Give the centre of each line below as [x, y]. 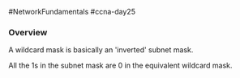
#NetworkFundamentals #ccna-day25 [72, 12]
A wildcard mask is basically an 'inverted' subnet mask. [101, 50]
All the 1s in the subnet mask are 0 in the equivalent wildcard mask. [120, 66]
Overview [28, 32]
